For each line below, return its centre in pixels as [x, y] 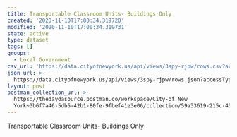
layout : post [26, 86]
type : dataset [28, 40]
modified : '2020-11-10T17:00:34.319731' [68, 27]
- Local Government [42, 60]
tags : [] [20, 47]
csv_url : [20, 66]
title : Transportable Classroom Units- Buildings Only [90, 14]
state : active [28, 34]
